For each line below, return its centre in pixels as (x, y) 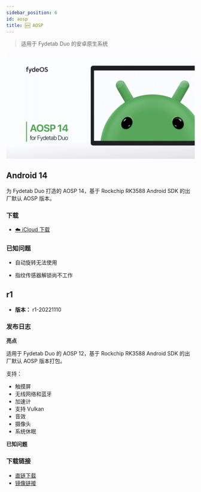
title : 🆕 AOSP (25, 25)
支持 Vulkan (29, 409)
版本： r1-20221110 (38, 310)
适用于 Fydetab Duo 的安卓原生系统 (64, 44)
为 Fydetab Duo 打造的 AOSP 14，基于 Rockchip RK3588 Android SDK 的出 (98, 191)
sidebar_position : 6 (32, 13)
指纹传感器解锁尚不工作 (44, 275)
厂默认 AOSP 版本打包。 (36, 361)
